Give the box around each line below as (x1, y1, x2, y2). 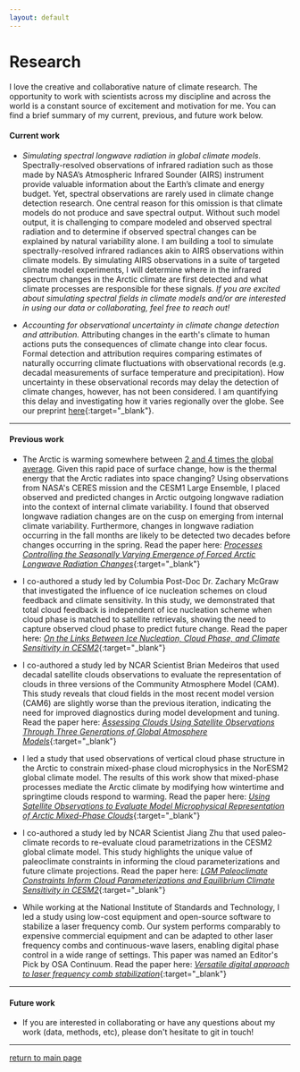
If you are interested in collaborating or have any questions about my (21, 1017, 276, 1028)
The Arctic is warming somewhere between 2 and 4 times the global (21, 454, 274, 464)
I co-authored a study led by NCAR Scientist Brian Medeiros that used (21, 659, 279, 670)
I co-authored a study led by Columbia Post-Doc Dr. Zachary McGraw (21, 575, 279, 586)
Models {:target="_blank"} (21, 736, 118, 746)
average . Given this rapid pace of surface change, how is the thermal (21, 463, 277, 474)
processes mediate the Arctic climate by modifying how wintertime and (21, 781, 285, 792)
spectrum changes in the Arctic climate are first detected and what (21, 274, 269, 285)
